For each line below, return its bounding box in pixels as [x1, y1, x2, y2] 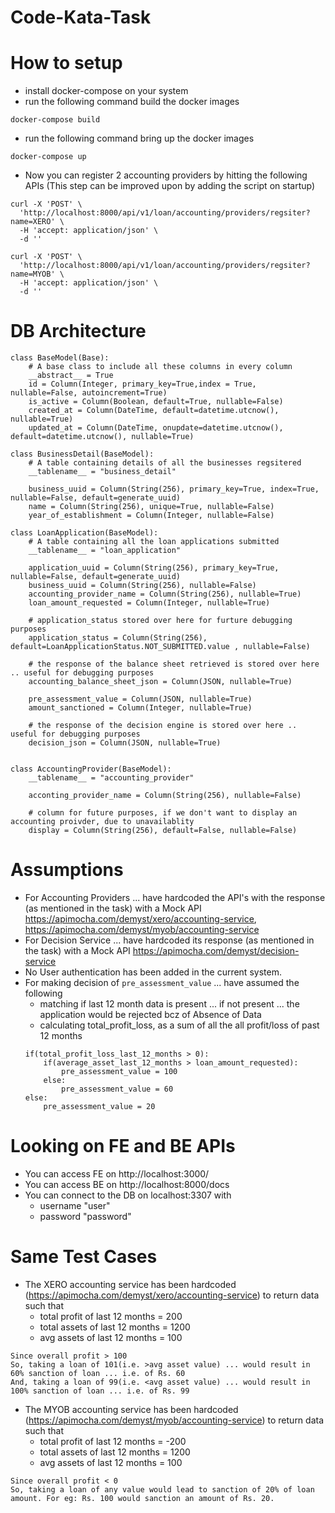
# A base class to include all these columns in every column [28, 362, 293, 372]
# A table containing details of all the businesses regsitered [28, 458, 302, 468]
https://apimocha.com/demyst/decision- [132, 945, 300, 956]
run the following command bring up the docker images [24, 132, 255, 145]
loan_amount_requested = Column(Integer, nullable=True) [28, 598, 271, 608]
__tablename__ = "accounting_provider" [28, 773, 195, 783]
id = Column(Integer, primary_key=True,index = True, [28, 379, 257, 390]
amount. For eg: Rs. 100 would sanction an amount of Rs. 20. [10, 1493, 275, 1503]
